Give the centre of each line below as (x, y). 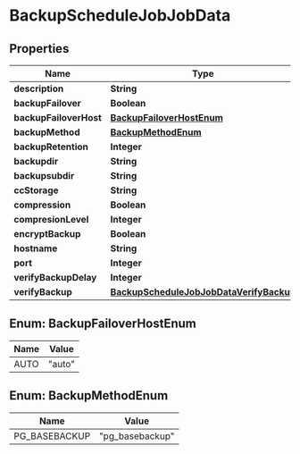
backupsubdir (44, 176)
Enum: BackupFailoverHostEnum (103, 324)
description (39, 88)
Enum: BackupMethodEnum (89, 395)
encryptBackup (47, 234)
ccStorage (37, 190)
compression (42, 205)
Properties (39, 49)
